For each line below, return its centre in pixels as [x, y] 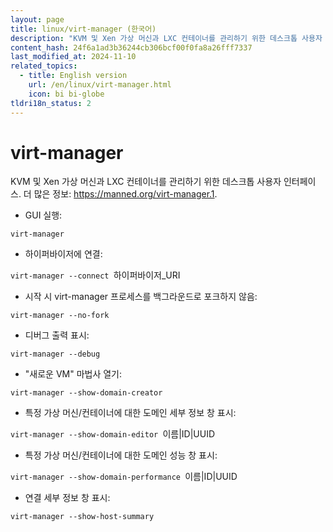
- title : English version [73, 76]
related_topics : [44, 66]
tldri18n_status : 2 [51, 103]
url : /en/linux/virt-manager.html [100, 85]
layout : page [37, 19]
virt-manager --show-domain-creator [86, 393]
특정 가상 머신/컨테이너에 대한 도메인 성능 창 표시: [121, 455]
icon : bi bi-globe [66, 94]
